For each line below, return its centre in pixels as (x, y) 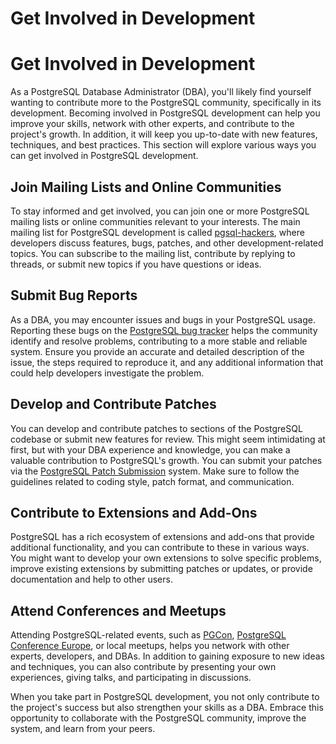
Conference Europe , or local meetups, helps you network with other (150, 646)
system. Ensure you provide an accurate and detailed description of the (157, 351)
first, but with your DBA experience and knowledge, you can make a (150, 449)
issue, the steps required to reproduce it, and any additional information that (167, 362)
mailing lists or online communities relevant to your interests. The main (155, 221)
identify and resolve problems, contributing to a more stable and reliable (159, 341)
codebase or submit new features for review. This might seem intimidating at (168, 439)
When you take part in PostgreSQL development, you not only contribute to (165, 697)
